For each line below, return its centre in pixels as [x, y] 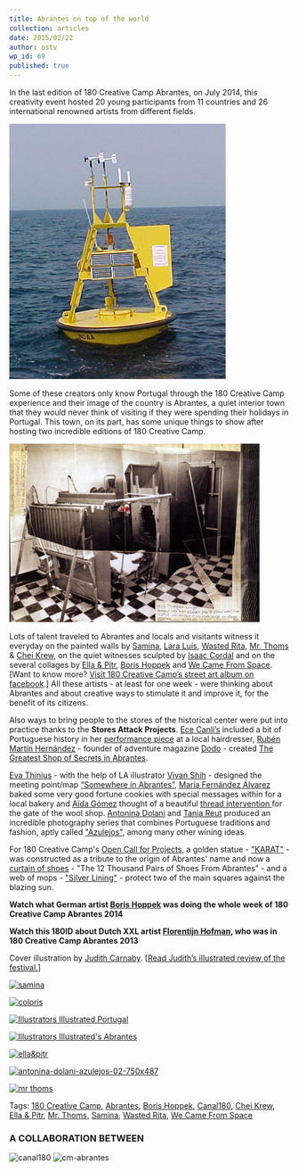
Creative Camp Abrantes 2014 [66, 914]
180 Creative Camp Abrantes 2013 [74, 940]
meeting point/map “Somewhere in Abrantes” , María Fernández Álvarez [140, 784]
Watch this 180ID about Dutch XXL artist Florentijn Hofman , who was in [143, 931]
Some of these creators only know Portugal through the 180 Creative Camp [147, 393]
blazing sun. [32, 887]
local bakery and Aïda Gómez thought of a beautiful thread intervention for [146, 804]
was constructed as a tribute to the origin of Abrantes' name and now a [140, 859]
